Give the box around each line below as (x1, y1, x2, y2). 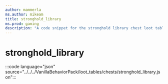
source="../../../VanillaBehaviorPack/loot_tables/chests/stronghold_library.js (5, 69, 160, 75)
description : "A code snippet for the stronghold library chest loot (5, 26, 153, 31)
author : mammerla (5, 7, 41, 12)
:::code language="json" (5, 64, 55, 70)
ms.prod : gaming (5, 21, 39, 26)
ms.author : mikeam (5, 12, 43, 17)
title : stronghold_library (5, 16, 61, 21)
